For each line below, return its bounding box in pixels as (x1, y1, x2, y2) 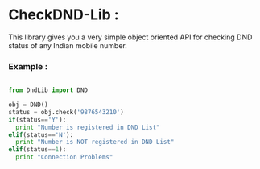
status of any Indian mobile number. (8, 40, 127, 50)
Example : (8, 60, 48, 72)
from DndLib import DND (8, 86, 89, 94)
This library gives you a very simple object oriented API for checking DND (8, 32, 253, 42)
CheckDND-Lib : (8, 6, 119, 24)
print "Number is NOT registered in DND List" (15, 138, 175, 146)
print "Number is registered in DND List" (15, 123, 160, 131)
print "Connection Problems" (15, 153, 113, 162)
